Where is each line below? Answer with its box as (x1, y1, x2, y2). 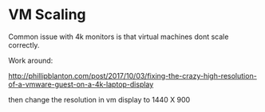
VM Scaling (8, 6, 86, 24)
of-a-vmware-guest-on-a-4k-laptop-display (8, 79, 154, 89)
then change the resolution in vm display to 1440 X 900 (8, 95, 191, 104)
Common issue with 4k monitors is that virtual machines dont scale (8, 32, 229, 41)
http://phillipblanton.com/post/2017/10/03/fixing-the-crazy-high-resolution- (8, 71, 257, 80)
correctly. (8, 40, 40, 49)
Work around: (8, 56, 53, 65)
